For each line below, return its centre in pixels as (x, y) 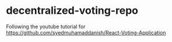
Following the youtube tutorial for (46, 26)
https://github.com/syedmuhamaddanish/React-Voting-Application (86, 32)
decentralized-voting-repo (72, 11)
